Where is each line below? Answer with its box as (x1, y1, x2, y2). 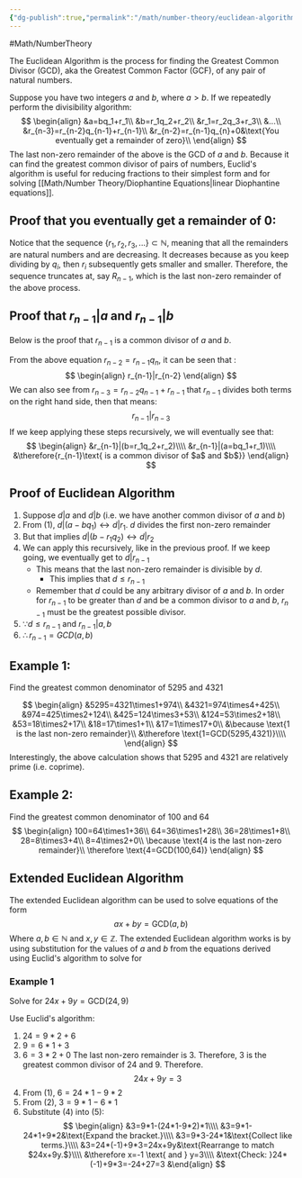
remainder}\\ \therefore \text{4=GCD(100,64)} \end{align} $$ (38, 844, 264, 856)
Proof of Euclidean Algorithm (9, 485, 175, 501)
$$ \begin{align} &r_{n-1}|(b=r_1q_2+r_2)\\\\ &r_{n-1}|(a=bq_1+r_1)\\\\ (26, 440, 276, 451)
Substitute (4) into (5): (22, 1106, 105, 1117)
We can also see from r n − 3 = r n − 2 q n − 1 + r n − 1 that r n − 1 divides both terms (9, 385, 292, 397)
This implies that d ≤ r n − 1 (49, 574, 146, 586)
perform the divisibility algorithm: (9, 101, 132, 113)
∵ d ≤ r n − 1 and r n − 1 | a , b (22, 618, 112, 631)
